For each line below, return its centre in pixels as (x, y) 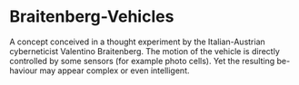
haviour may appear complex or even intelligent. (100, 71)
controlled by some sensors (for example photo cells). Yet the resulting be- (150, 61)
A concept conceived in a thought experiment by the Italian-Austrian (137, 42)
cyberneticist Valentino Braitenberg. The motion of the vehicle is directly (145, 51)
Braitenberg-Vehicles (92, 17)
